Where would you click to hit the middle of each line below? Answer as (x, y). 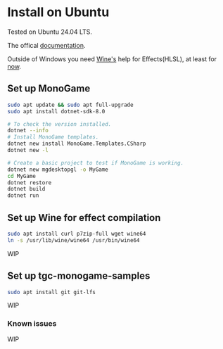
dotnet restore (30, 183)
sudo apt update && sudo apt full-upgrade (70, 105)
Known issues (32, 324)
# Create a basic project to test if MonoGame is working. (96, 163)
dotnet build (26, 189)
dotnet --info (28, 131)
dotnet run (23, 196)
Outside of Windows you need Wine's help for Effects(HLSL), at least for (112, 59)
